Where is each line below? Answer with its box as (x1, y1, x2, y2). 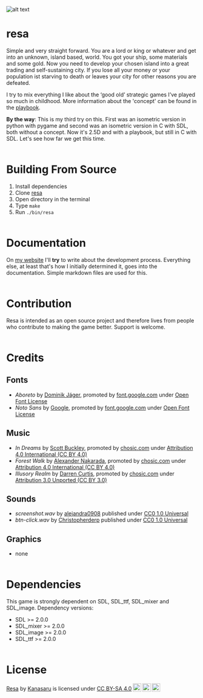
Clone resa (15, 189, 42, 196)
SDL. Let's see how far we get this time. (6, 135, 106, 142)
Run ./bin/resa (15, 208, 54, 215)
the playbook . (6, 104, 41, 111)
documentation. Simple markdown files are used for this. (6, 269, 147, 276)
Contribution (6, 297, 72, 310)
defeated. (6, 79, 30, 86)
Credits (6, 351, 44, 364)
